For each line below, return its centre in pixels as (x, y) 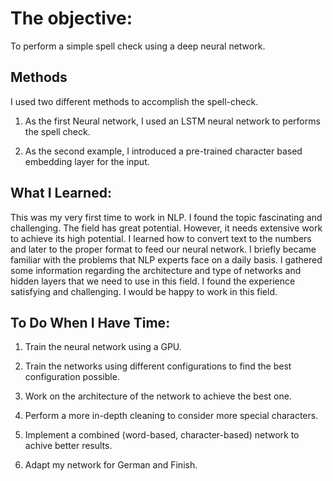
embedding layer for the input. (87, 161)
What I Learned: (61, 193)
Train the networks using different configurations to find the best (158, 366)
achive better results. (68, 446)
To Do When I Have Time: (90, 322)
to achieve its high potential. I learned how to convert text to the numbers (161, 238)
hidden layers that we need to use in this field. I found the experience (153, 281)
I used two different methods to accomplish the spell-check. (134, 101)
